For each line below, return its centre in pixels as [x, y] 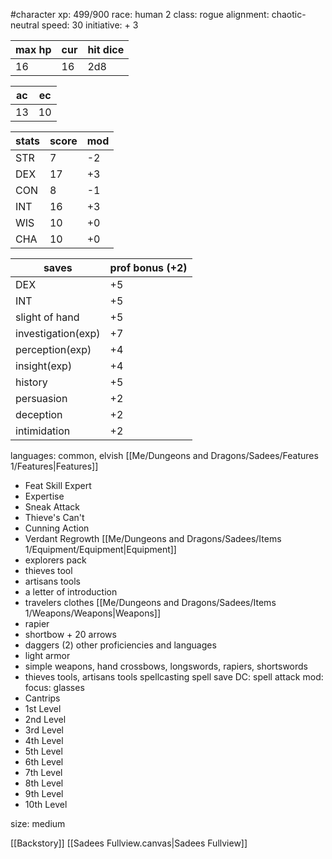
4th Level [44, 740]
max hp [33, 49]
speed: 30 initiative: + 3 [90, 25]
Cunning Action [57, 528]
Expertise [44, 496]
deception [39, 414]
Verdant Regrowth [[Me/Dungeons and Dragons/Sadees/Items [153, 538]
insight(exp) [44, 366]
